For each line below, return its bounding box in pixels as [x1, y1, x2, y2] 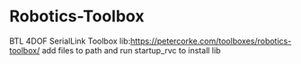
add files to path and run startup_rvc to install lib [41, 44, 221, 55]
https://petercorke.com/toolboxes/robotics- [129, 36, 292, 46]
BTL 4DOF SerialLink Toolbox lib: [9, 36, 131, 46]
